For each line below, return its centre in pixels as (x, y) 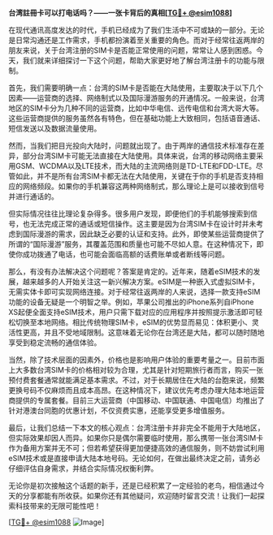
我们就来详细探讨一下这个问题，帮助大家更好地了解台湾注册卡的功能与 (140, 60)
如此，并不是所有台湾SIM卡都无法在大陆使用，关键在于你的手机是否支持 (136, 176)
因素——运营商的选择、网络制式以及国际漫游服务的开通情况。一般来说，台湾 (136, 98)
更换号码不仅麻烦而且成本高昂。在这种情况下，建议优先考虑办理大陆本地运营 (136, 390)
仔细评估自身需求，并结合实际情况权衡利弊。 (83, 468)
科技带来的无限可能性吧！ (58, 506)
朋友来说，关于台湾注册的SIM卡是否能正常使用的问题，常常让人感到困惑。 (132, 50)
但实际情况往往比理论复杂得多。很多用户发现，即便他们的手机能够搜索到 (129, 214)
